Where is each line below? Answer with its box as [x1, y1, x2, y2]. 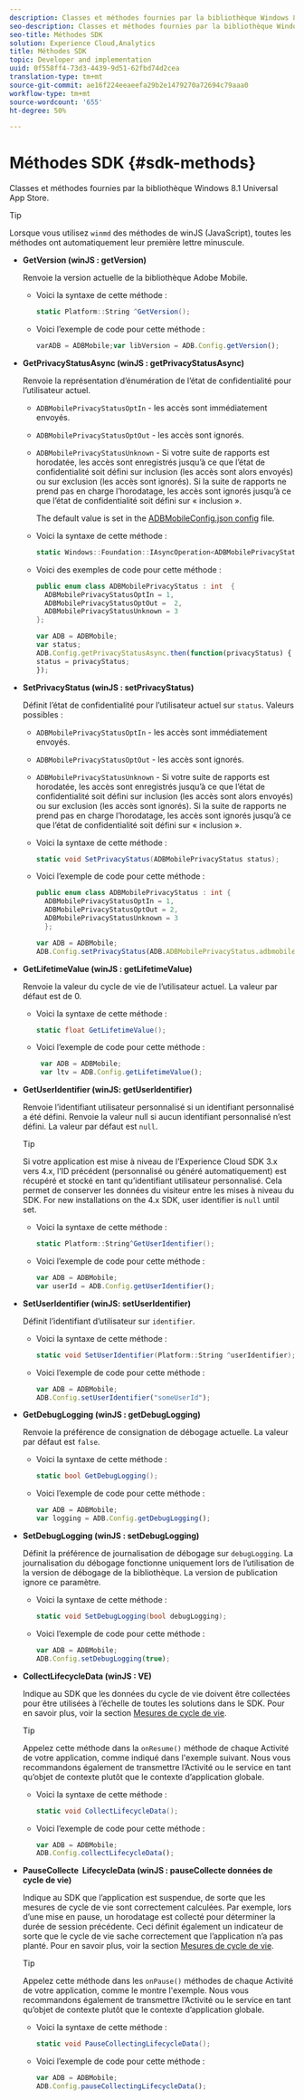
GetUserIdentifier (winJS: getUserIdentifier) [22, 1084, 193, 1095]
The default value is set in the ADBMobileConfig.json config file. [35, 513, 275, 524]
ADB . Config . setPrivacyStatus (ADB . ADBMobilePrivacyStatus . [35, 947, 260, 956]
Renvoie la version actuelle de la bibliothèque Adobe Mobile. [22, 273, 249, 284]
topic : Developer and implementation [9, 55, 152, 64]
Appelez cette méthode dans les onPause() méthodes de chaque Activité [22, 1976, 294, 1987]
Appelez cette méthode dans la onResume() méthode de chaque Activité [22, 1742, 290, 1753]
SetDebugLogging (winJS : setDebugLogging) [22, 1530, 200, 1541]
